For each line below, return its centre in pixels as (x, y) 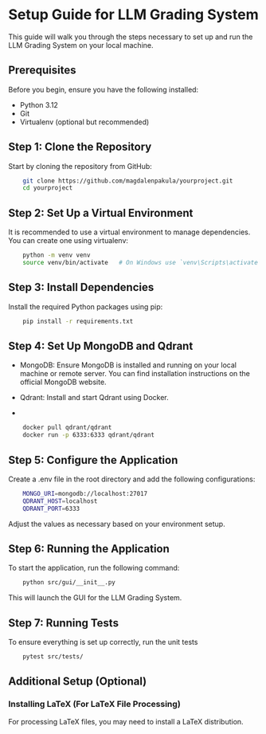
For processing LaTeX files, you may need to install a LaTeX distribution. (126, 721)
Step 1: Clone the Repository (80, 147)
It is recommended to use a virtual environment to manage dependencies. (129, 232)
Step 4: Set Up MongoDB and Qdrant (101, 345)
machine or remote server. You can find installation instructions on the (135, 374)
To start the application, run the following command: (94, 568)
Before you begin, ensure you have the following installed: (104, 89)
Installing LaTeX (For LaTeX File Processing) (94, 705)
